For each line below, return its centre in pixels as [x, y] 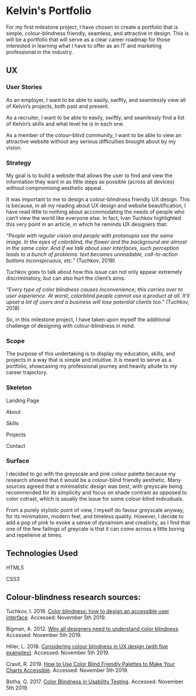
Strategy [19, 162]
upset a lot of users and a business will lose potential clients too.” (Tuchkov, [98, 302]
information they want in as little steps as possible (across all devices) [90, 181]
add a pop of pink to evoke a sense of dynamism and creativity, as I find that [98, 522]
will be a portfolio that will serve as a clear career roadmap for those [88, 39]
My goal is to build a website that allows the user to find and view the [89, 175]
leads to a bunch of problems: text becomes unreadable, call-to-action [92, 254]
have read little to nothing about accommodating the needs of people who [95, 212]
